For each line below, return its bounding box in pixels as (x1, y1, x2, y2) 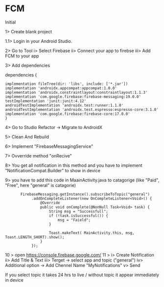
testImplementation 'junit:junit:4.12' (5, 99, 87, 104)
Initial (5, 19, 16, 25)
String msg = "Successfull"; (48, 209, 109, 214)
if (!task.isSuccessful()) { (48, 213, 109, 218)
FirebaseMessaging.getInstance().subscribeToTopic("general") (20, 192, 150, 197)
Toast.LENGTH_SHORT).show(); (5, 235, 65, 239)
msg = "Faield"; (57, 217, 91, 222)
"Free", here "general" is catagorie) (5, 182, 76, 188)
